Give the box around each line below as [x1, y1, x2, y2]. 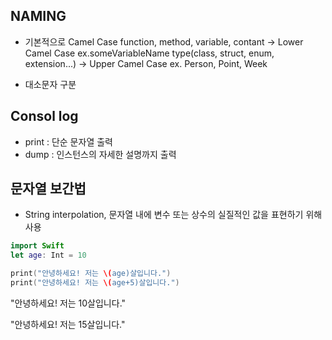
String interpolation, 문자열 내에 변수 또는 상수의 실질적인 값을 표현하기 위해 [24, 209, 323, 221]
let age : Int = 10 [10, 250, 87, 261]
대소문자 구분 [24, 78, 77, 90]
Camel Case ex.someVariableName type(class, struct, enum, [24, 47, 275, 59]
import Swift [10, 241, 65, 251]
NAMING [10, 8, 67, 25]
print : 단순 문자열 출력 [24, 135, 113, 148]
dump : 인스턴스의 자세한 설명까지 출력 [24, 148, 177, 160]
